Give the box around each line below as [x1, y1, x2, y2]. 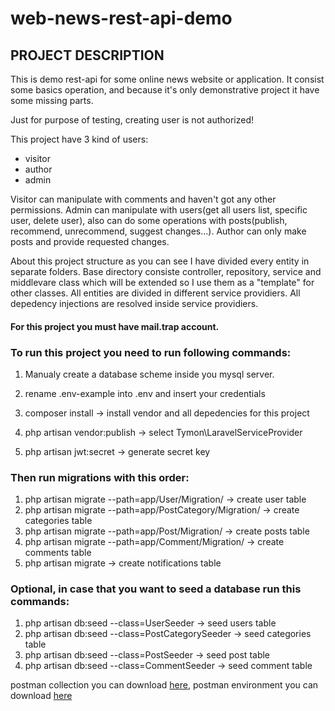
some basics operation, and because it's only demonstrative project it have [10, 84, 320, 96]
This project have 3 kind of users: [10, 133, 149, 145]
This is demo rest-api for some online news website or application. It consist [10, 73, 325, 85]
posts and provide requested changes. [10, 236, 170, 247]
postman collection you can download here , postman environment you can [10, 679, 319, 691]
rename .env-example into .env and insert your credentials [24, 387, 266, 399]
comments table [24, 547, 92, 559]
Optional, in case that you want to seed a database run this [10, 582, 302, 596]
